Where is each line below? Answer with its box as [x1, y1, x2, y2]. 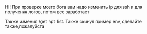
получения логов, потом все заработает [5, 9, 90, 15]
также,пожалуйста [5, 23, 45, 29]
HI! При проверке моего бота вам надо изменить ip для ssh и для [5, 4, 143, 10]
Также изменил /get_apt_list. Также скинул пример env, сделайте [5, 19, 142, 24]
